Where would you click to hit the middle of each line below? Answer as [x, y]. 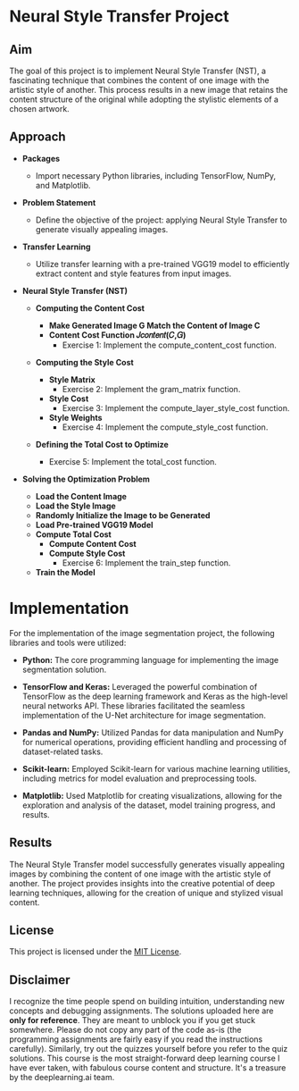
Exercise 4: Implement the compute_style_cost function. [165, 427]
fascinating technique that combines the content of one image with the [139, 80]
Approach [37, 137]
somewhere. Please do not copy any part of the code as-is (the [125, 1030]
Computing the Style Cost [84, 362]
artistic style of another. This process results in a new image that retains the [149, 90]
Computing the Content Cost [90, 308]
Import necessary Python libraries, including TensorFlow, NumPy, [156, 175]
